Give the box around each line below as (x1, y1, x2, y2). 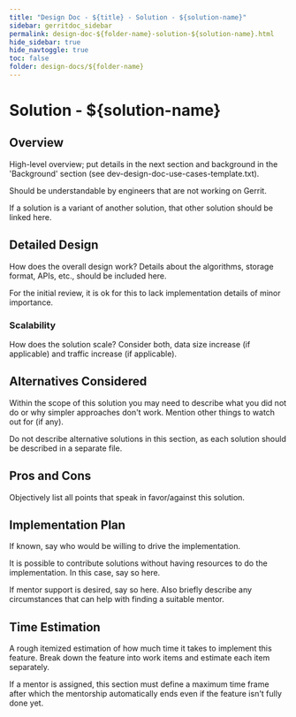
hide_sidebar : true (9, 37, 81, 47)
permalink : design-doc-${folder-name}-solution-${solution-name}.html (9, 29, 275, 38)
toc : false (9, 54, 49, 63)
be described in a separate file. (9, 443, 123, 454)
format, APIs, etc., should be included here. (9, 271, 167, 281)
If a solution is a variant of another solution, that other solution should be (9, 202, 274, 213)
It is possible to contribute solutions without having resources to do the (9, 558, 268, 568)
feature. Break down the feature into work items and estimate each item (9, 652, 270, 663)
